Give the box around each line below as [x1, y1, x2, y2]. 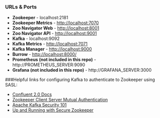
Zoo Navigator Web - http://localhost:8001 [12, 25, 99, 31]
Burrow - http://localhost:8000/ [12, 51, 77, 57]
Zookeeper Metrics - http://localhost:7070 [12, 20, 99, 26]
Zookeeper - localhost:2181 [12, 15, 68, 21]
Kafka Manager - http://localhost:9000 [12, 46, 92, 52]
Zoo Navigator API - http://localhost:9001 [12, 31, 97, 37]
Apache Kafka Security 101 [12, 102, 67, 108]
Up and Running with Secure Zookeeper [12, 107, 94, 113]
